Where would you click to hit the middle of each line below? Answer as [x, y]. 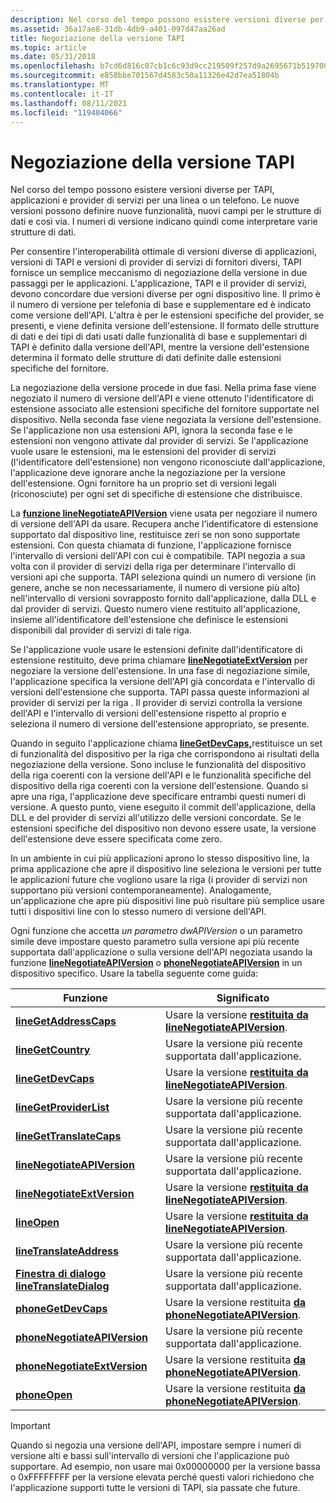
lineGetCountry [53, 1050]
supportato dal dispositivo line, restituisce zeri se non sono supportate [155, 535]
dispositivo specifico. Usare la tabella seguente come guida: [134, 973]
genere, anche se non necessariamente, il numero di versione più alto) [155, 588]
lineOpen [37, 1223]
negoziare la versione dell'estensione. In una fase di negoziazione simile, [160, 671]
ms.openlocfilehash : [53, 66]
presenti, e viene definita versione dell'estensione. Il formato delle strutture [165, 326]
